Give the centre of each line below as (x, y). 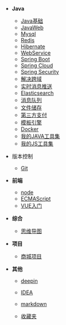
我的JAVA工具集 (40, 136)
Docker (29, 129)
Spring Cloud (37, 65)
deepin (29, 281)
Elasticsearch (37, 93)
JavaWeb (32, 27)
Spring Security (40, 72)
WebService (36, 53)
